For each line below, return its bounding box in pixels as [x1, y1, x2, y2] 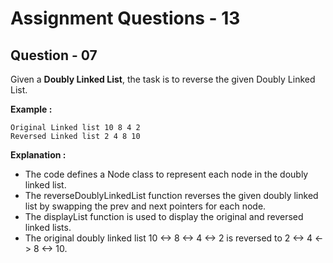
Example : [10, 103, 53, 115]
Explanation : [10, 149, 67, 161]
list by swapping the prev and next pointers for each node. [24, 200, 267, 212]
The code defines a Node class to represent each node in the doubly [24, 168, 309, 180]
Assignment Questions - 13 [10, 7, 241, 30]
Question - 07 [10, 47, 98, 64]
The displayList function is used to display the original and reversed [24, 211, 304, 222]
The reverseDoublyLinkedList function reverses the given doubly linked [24, 190, 319, 201]
